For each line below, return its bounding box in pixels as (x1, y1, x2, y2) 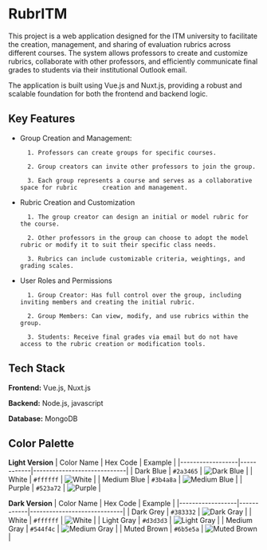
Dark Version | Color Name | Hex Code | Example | (8, 499, 175, 509)
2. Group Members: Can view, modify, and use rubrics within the (27, 312, 249, 320)
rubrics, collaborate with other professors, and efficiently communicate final (8, 57, 258, 66)
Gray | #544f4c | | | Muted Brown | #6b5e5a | (8, 524, 204, 534)
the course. (19, 220, 60, 228)
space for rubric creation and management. (19, 183, 189, 191)
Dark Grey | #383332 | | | (131, 507, 253, 517)
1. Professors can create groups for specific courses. (27, 148, 217, 156)
